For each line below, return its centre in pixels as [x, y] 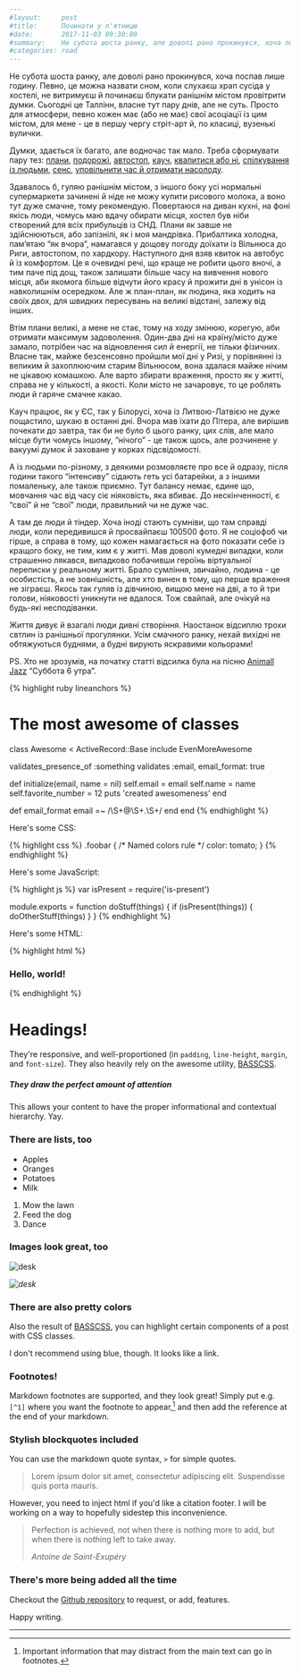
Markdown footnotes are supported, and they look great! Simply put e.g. [142, 1396]
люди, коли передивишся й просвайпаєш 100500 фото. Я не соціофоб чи [148, 532]
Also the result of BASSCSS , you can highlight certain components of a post [149, 1327]
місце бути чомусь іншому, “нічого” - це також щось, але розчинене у [144, 440]
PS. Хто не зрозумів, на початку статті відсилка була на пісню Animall [142, 662]
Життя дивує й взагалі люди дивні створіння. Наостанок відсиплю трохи [148, 625]
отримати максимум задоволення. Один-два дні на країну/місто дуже [144, 337]
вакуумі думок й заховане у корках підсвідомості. [105, 450]
